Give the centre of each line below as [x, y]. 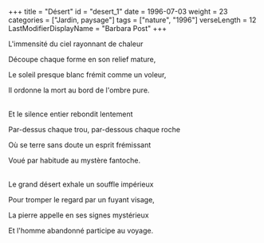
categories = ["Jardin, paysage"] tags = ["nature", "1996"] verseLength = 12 [132, 20]
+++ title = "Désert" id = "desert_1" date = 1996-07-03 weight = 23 [118, 12]
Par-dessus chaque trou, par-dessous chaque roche [95, 129]
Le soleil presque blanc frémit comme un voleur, [87, 74]
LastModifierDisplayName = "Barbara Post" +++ [88, 28]
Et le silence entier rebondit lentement [71, 114]
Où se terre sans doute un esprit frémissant [80, 145]
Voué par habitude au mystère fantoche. [75, 160]
